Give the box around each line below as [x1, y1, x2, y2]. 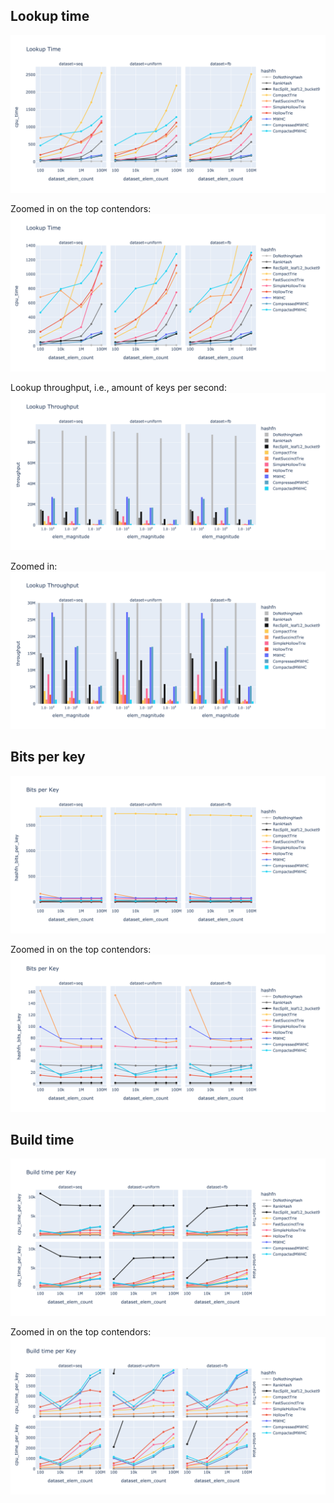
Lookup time [10, 8, 90, 25]
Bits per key [10, 749, 86, 766]
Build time [10, 1132, 75, 1149]
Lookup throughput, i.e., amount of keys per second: [10, 381, 227, 393]
